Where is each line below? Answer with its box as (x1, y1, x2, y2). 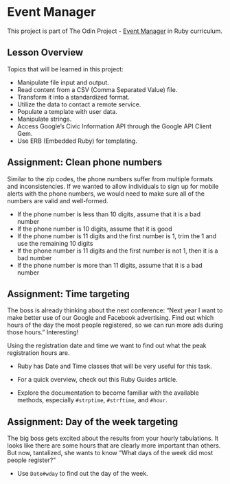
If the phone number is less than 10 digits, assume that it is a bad (16, 210, 201, 218)
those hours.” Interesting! (7, 328, 79, 336)
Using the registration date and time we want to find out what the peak (7, 341, 207, 350)
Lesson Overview (7, 47, 84, 58)
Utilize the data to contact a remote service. (16, 100, 141, 108)
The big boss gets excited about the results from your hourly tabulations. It (7, 434, 218, 443)
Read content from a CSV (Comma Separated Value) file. (16, 85, 178, 93)
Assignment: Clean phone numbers (7, 157, 163, 168)
